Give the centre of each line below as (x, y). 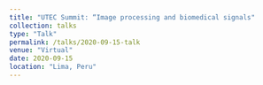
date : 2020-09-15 (41, 58)
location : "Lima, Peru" (53, 67)
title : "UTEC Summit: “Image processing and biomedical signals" (132, 17)
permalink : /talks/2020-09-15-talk (75, 42)
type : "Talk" (33, 34)
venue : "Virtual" (41, 50)
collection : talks (43, 26)
